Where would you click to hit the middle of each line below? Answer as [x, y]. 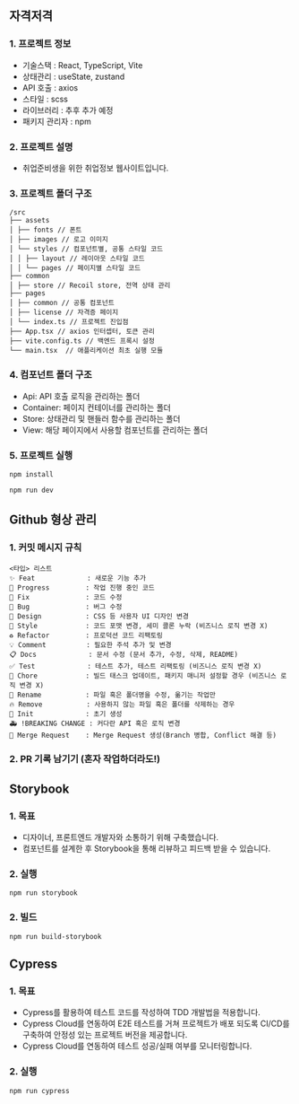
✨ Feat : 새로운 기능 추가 [77, 578]
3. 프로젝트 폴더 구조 [51, 193]
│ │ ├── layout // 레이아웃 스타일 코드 [77, 258]
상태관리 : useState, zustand [73, 76]
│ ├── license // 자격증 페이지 [64, 312]
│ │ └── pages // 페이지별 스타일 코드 [75, 268]
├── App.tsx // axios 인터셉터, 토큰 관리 [82, 332]
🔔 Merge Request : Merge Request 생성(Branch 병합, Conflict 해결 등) [143, 735]
